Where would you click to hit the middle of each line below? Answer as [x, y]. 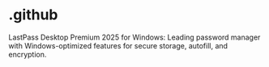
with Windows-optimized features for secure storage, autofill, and [118, 45]
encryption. [28, 54]
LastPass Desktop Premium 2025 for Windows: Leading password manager [134, 37]
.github [33, 15]
